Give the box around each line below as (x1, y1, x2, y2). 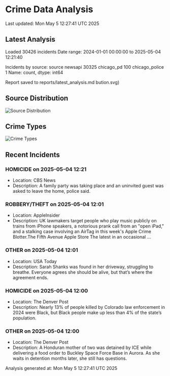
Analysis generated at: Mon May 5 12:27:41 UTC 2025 (5, 365, 118, 371)
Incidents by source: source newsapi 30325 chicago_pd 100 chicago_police (5, 64, 164, 70)
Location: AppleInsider (12, 212, 60, 218)
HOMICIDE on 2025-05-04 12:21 (5, 165, 87, 172)
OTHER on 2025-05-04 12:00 (5, 327, 80, 334)
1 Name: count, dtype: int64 (5, 69, 63, 75)
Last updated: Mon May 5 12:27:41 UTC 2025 (5, 20, 99, 26)
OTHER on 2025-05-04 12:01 (5, 247, 79, 254)
